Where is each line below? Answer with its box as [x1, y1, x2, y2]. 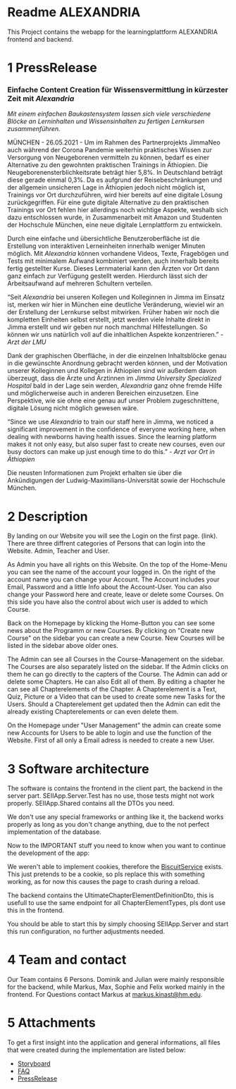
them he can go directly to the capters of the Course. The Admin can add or [7, 670, 228, 679]
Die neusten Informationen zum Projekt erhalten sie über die [7, 469, 182, 477]
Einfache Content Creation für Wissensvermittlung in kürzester [7, 85, 229, 95]
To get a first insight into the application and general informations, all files [7, 1038, 221, 1047]
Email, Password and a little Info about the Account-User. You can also [7, 583, 212, 591]
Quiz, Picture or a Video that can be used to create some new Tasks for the [7, 692, 225, 701]
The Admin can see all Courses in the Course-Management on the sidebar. [7, 655, 225, 663]
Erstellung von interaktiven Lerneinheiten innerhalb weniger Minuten [7, 242, 206, 250]
